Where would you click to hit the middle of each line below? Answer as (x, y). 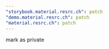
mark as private (25, 40)
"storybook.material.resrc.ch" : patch (54, 12)
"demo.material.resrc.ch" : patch (48, 17)
